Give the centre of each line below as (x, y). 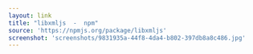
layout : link (30, 15)
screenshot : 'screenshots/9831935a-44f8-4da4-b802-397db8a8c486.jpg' (127, 38)
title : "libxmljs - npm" (53, 23)
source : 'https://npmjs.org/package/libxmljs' (88, 30)
